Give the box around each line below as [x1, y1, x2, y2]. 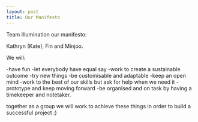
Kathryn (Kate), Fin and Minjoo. [6, 42, 83, 50]
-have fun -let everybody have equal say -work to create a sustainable [6, 65, 181, 72]
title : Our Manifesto [6, 14, 61, 20]
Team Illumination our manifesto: [6, 30, 87, 38]
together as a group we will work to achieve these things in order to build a [6, 102, 191, 109]
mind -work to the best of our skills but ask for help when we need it [6, 78, 175, 86]
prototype [6, 84, 31, 91]
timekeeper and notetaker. [6, 91, 71, 98]
